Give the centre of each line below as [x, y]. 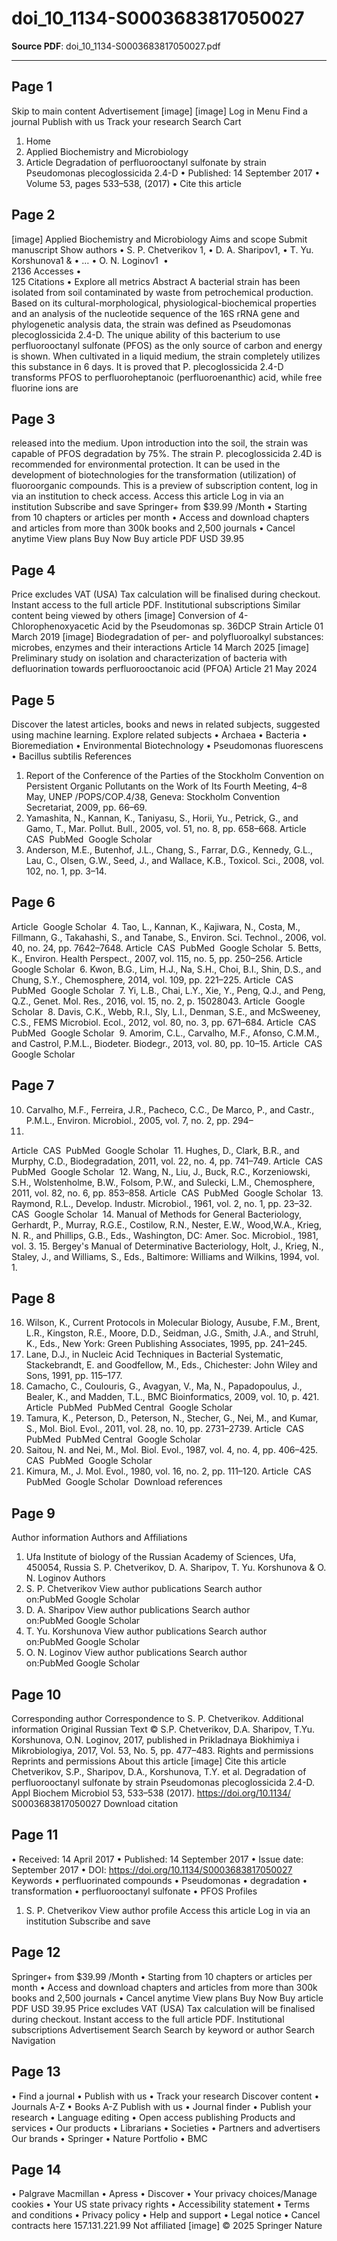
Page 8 [33, 1298]
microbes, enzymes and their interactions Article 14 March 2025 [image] [160, 648]
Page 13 [36, 2072]
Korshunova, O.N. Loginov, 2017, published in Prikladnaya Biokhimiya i [155, 1740]
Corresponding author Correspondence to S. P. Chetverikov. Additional [157, 1719]
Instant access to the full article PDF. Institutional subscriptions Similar [156, 605]
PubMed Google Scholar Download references [124, 1482]
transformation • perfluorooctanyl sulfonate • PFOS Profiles [134, 1891]
